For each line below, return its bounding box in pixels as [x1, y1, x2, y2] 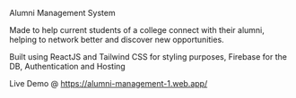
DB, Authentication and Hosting [9, 61, 126, 71]
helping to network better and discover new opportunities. [9, 35, 224, 45]
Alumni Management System [9, 8, 116, 18]
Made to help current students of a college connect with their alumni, [9, 25, 265, 35]
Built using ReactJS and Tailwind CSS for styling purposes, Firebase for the [9, 52, 287, 61]
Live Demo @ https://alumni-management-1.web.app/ [9, 78, 208, 88]
